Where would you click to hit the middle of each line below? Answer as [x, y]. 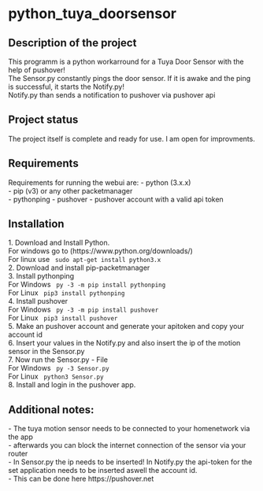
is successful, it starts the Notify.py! [66, 87]
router [18, 454]
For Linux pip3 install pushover [63, 318]
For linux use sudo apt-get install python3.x [85, 260]
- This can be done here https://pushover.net [81, 479]
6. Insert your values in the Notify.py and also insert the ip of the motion [124, 343]
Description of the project [72, 43]
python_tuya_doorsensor [93, 14]
